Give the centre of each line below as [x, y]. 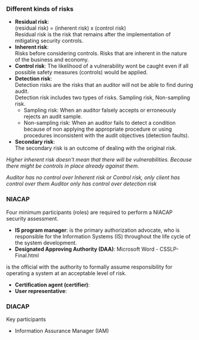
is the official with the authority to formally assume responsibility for [89, 267]
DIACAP [18, 306]
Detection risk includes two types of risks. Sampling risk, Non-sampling [102, 97]
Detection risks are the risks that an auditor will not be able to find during [104, 85]
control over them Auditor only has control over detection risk [82, 184]
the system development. [46, 243]
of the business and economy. [52, 60]
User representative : [41, 291]
